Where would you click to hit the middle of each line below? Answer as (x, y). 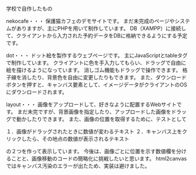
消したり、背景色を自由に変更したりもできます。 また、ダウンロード (104, 77)
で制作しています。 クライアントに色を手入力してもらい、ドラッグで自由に (96, 63)
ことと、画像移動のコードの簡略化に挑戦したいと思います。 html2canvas (99, 159)
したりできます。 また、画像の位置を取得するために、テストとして (106, 119)
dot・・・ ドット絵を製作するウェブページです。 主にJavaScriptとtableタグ (97, 55)
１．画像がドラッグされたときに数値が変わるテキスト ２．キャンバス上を (94, 131)
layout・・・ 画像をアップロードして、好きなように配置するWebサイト (92, 104)
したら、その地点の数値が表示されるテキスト (75, 139)
